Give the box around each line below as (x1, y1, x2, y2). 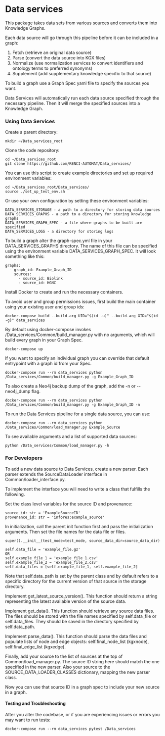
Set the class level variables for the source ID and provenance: (5, 501, 132, 507)
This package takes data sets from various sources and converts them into (5, 20, 158, 26)
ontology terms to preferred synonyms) (12, 65, 93, 71)
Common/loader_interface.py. (5, 476, 66, 482)
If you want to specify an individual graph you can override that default (5, 355, 150, 361)
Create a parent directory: (5, 129, 58, 135)
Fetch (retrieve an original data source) (12, 49, 92, 55)
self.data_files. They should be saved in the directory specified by (5, 618, 139, 624)
